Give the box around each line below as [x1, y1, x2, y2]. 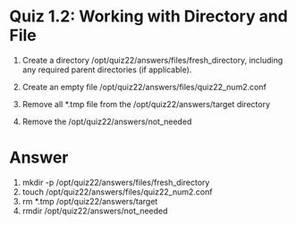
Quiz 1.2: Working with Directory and [9, 6, 289, 27]
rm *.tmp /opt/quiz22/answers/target [21, 196, 158, 206]
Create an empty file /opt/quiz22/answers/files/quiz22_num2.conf [21, 81, 266, 92]
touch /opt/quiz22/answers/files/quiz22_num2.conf [21, 186, 213, 197]
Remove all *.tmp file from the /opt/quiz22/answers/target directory [21, 98, 271, 109]
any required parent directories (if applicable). [21, 64, 192, 75]
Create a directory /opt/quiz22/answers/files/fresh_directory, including [21, 54, 283, 65]
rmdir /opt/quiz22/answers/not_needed [21, 205, 168, 216]
